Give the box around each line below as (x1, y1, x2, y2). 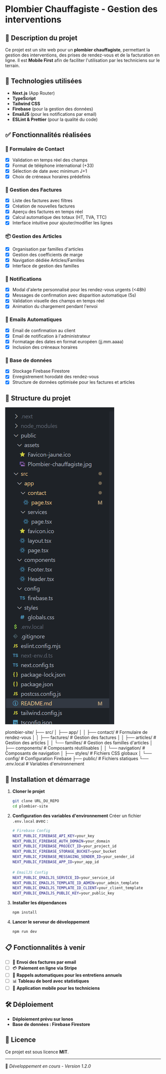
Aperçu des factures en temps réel (12, 209, 83, 215)
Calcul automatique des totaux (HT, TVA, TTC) (12, 214, 107, 220)
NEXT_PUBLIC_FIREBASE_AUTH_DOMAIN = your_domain (12, 838, 110, 844)
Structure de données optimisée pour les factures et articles (12, 379, 135, 385)
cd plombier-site (12, 804, 48, 809)
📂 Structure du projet (5, 394, 71, 402)
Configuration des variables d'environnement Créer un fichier (12, 813, 142, 818)
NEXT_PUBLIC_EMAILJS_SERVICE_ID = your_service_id (12, 875, 115, 880)
